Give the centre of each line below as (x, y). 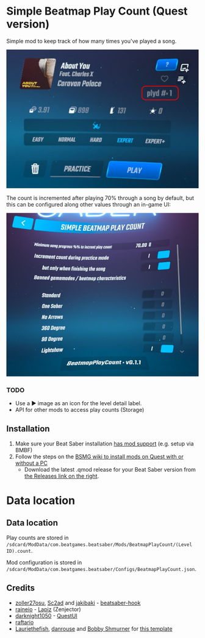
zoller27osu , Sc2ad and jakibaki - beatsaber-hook (78, 603)
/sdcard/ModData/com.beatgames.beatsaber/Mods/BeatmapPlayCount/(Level (99, 544)
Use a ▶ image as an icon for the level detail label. (78, 403)
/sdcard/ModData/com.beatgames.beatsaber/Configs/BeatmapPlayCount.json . (102, 569)
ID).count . (20, 550)
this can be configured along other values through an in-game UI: (88, 205)
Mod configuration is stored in (44, 562)
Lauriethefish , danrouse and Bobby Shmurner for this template (94, 628)
